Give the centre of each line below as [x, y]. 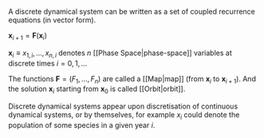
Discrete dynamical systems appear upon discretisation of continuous [123, 106]
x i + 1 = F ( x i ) [28, 37]
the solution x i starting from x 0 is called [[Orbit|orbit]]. [97, 90]
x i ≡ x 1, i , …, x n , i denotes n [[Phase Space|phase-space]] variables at [120, 53]
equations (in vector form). [52, 20]
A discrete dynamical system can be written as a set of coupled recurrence [132, 12]
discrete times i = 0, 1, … [48, 63]
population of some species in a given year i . [82, 125]
